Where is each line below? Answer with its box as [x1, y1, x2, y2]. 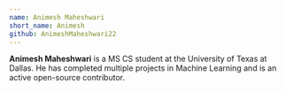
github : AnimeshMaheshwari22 [9, 29, 117, 38]
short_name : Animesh [9, 21, 86, 30]
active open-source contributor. [9, 72, 126, 83]
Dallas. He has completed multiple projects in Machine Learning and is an [9, 63, 277, 73]
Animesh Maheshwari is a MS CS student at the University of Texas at [9, 54, 267, 64]
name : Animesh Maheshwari [9, 12, 104, 22]
